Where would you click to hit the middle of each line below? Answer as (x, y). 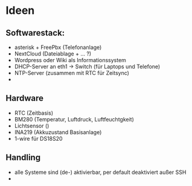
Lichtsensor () (32, 126)
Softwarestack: (35, 33)
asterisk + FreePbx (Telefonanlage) (58, 47)
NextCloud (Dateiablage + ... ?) (53, 54)
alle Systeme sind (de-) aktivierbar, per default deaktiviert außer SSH (100, 172)
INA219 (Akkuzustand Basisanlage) (58, 132)
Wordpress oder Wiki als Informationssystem (70, 60)
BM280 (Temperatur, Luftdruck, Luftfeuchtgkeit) (74, 119)
